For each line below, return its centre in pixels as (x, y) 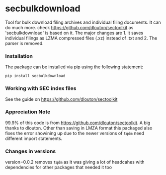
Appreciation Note (28, 112)
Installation (19, 56)
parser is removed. (24, 43)
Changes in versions (31, 151)
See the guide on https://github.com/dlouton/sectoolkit (61, 99)
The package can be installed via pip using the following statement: (74, 67)
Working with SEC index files (41, 88)
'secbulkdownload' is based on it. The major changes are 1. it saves (74, 33)
